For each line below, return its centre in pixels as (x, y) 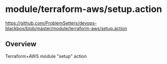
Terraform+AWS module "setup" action (46, 56)
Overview (21, 44)
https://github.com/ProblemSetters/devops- (51, 23)
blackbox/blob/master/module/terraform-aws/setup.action (66, 28)
